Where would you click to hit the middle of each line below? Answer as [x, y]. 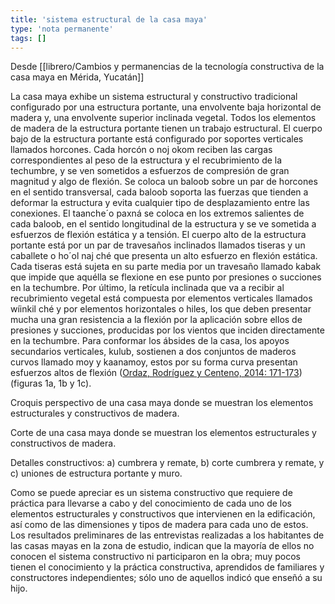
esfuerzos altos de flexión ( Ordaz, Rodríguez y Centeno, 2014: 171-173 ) [156, 373]
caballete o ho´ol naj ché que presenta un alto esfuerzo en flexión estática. [164, 256]
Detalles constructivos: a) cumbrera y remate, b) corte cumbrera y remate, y [167, 463]
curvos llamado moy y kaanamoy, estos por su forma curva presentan [154, 362]
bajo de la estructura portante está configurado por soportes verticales [157, 139]
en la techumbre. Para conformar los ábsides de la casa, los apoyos [150, 341]
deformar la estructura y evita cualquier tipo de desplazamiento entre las [160, 203]
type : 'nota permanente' [62, 29]
